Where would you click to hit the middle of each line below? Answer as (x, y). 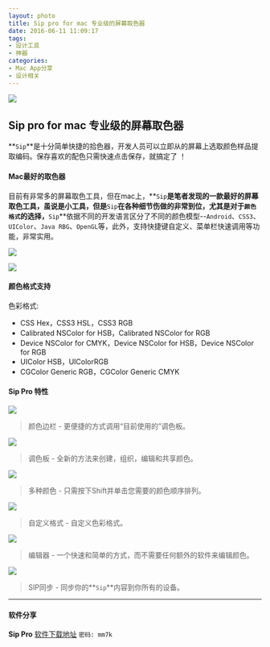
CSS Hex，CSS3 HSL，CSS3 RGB (76, 322)
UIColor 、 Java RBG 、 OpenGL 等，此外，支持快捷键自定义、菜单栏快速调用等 (131, 226)
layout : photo (32, 16)
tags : (17, 38)
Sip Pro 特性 (29, 392)
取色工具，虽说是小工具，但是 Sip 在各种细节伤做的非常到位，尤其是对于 (127, 205)
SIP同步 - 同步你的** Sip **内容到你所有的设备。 (106, 587)
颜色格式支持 (29, 286)
